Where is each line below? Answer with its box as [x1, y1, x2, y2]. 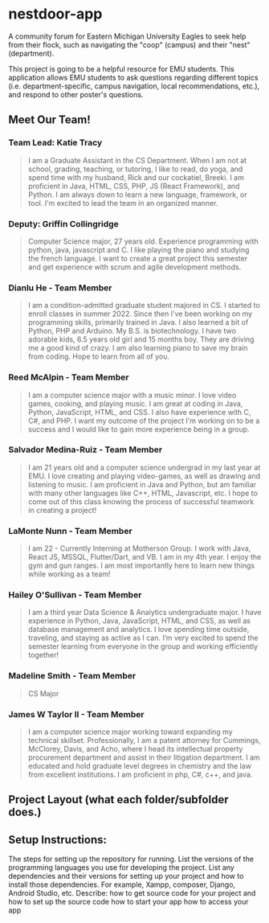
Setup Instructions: [8, 833, 107, 847]
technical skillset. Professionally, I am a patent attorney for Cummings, [27, 736, 261, 745]
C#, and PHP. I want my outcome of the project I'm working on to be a [27, 416, 260, 425]
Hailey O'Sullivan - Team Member [8, 589, 142, 601]
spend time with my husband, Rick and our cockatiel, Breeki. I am [27, 172, 245, 182]
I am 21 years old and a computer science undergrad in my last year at [27, 462, 261, 472]
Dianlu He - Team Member [8, 282, 112, 293]
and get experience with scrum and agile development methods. [27, 262, 242, 272]
